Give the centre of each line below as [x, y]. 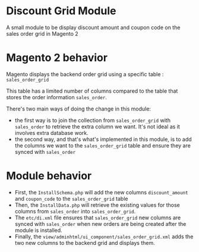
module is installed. [38, 230]
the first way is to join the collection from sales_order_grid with [93, 120]
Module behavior [49, 176]
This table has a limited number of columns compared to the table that [92, 91]
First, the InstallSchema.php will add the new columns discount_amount [101, 192]
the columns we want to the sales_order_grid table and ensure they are [103, 145]
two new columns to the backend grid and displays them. [85, 242]
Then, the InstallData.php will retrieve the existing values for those [97, 205]
